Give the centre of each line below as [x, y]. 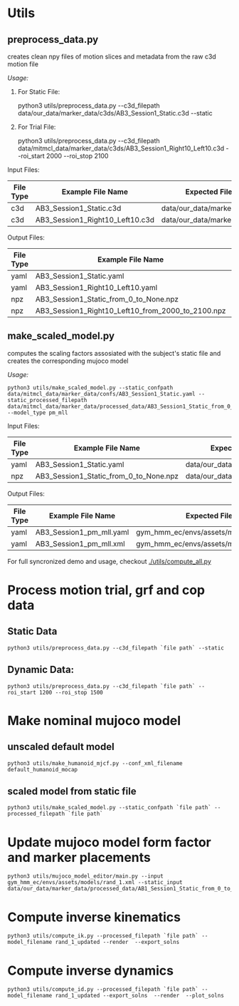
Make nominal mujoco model [94, 720]
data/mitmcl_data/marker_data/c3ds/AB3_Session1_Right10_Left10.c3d [121, 148]
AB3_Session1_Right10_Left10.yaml [96, 288]
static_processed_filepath [47, 400]
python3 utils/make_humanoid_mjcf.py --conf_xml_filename [95, 763]
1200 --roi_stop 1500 [71, 692]
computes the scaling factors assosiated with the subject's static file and [114, 353]
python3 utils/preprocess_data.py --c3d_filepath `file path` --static [116, 648]
